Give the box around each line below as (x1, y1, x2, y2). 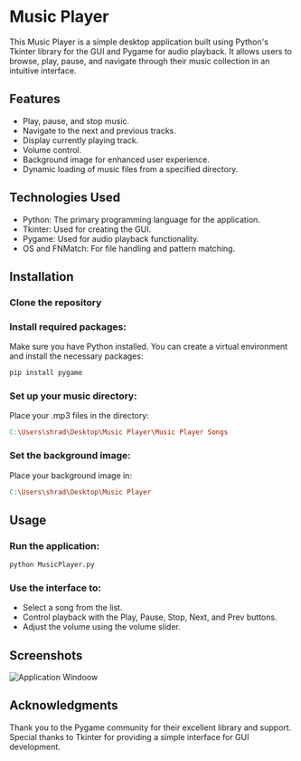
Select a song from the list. (22, 602, 123, 613)
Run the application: (9, 539, 100, 552)
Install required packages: (9, 320, 127, 332)
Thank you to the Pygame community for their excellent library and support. (9, 722, 292, 733)
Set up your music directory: (9, 390, 137, 402)
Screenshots (9, 648, 83, 663)
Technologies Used (9, 190, 120, 206)
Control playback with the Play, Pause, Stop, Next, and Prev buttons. (22, 612, 277, 622)
